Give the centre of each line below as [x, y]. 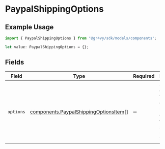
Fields [15, 62]
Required [144, 76]
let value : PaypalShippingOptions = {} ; [47, 47]
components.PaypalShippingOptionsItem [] [79, 112]
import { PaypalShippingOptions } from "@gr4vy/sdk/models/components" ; [81, 38]
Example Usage [29, 27]
